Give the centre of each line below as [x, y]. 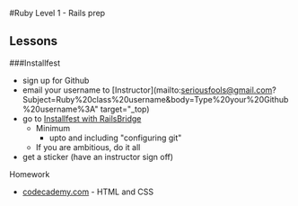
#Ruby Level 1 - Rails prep [57, 13]
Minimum [53, 128]
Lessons [34, 41]
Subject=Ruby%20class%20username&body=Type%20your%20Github [155, 99]
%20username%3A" [60, 109]
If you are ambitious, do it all [88, 147]
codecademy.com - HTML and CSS [88, 192]
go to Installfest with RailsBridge [82, 118]
